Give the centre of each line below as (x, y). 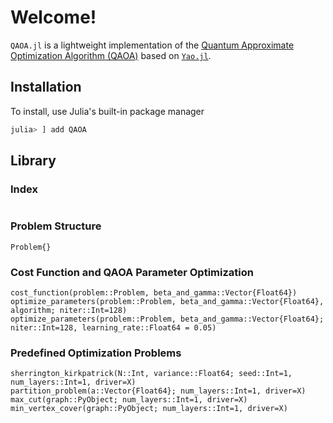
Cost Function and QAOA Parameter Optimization (132, 272)
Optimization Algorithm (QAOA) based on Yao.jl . (111, 55)
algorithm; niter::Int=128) (69, 310)
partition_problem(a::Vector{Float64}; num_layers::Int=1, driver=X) (158, 391)
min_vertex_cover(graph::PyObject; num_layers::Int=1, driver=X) (149, 409)
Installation (46, 87)
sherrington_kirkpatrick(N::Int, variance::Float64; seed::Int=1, (151, 374)
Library (33, 161)
